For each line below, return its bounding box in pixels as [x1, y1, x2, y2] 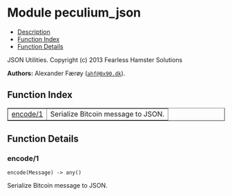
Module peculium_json [7, 5, 142, 21]
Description [17, 28, 50, 36]
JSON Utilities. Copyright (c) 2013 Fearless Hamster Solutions [7, 55, 183, 63]
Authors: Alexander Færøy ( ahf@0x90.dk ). [7, 69, 126, 77]
